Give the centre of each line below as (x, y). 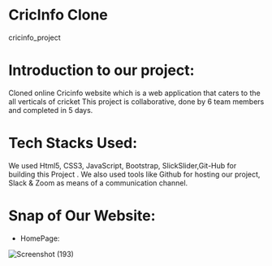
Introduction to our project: (101, 70)
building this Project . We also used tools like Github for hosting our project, (134, 174)
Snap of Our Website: (82, 216)
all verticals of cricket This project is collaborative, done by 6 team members (136, 101)
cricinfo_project (35, 37)
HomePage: (40, 238)
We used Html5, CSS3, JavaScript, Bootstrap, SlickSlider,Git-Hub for (123, 165)
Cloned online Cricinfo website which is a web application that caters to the (135, 93)
